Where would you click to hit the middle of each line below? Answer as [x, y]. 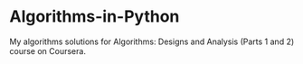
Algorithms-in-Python [95, 17]
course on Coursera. [47, 50]
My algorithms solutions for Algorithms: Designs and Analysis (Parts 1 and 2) [152, 41]
